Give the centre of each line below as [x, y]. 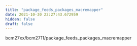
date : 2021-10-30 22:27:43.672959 [42, 14]
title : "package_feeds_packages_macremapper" [54, 10]
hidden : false [20, 19]
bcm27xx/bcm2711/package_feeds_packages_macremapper [68, 38]
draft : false [19, 24]
